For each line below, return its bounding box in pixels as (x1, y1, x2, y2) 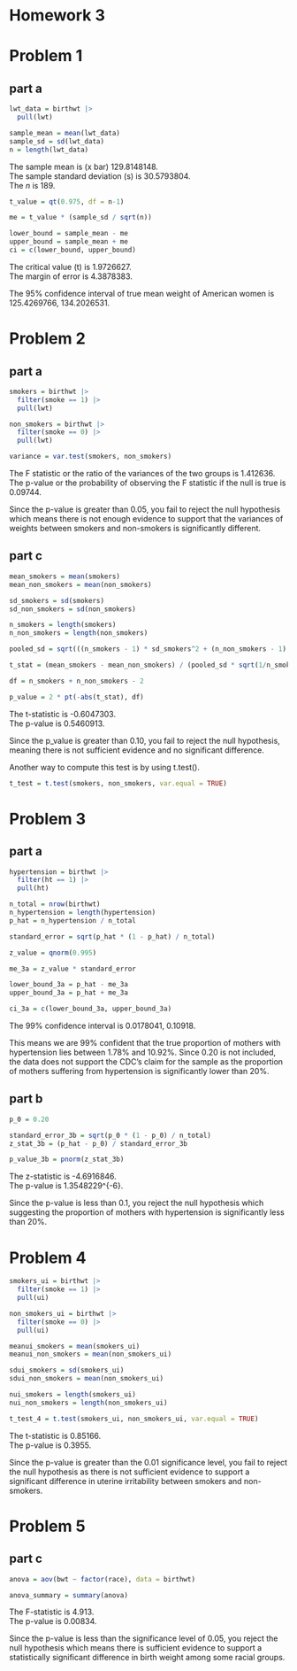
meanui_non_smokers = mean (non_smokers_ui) (9, 1350, 172, 1359)
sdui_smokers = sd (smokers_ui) (9, 1365, 125, 1375)
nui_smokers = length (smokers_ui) (9, 1390, 137, 1399)
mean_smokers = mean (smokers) (9, 572, 121, 581)
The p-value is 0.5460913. (9, 718, 105, 729)
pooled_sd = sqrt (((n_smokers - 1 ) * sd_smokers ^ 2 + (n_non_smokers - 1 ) (9, 645, 287, 654)
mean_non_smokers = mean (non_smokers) (9, 580, 152, 589)
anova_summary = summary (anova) (9, 1590, 128, 1599)
